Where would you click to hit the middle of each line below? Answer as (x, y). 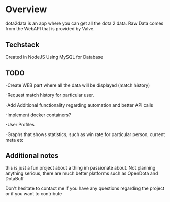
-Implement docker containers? (38, 115)
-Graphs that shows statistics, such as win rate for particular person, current (85, 134)
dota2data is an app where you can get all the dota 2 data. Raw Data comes (84, 23)
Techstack (22, 45)
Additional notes (32, 156)
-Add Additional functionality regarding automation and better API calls (79, 105)
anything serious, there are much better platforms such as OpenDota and (82, 173)
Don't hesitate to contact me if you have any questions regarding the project (85, 188)
